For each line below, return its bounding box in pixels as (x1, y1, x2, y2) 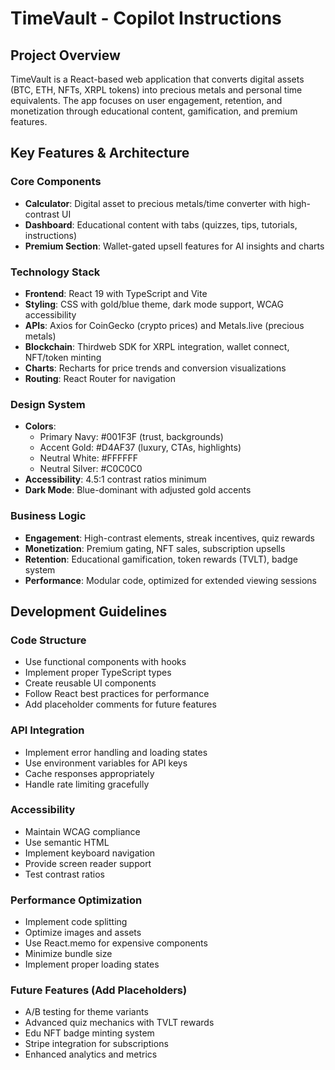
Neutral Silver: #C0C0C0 (39, 463, 143, 475)
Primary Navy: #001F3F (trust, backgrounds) (39, 431, 224, 443)
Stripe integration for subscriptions (24, 1038, 169, 1050)
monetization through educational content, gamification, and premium (10, 105, 298, 117)
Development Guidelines (10, 603, 168, 620)
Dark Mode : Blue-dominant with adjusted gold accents (24, 484, 252, 496)
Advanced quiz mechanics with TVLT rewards (24, 1017, 215, 1029)
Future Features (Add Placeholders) (10, 983, 188, 997)
